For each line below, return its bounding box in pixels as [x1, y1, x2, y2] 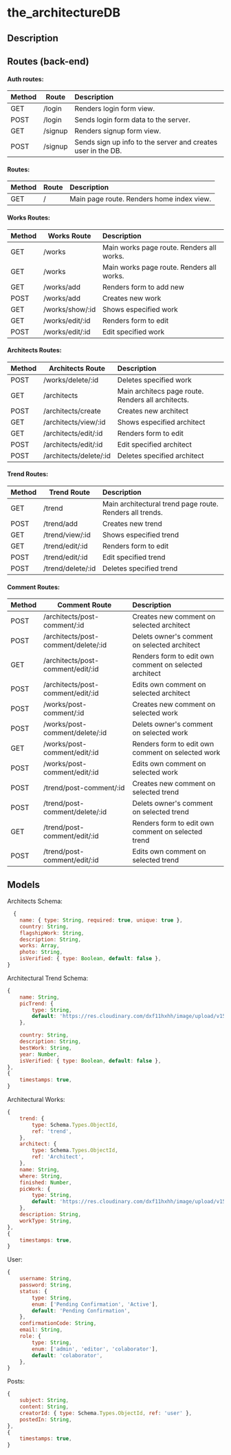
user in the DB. [74, 146, 122, 156]
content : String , [19, 1403, 69, 1410]
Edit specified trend [102, 552, 166, 562]
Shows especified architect [117, 417, 206, 427]
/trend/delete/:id [43, 563, 96, 573]
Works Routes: [7, 213, 50, 222]
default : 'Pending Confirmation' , [32, 1307, 131, 1314]
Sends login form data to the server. [74, 115, 190, 125]
